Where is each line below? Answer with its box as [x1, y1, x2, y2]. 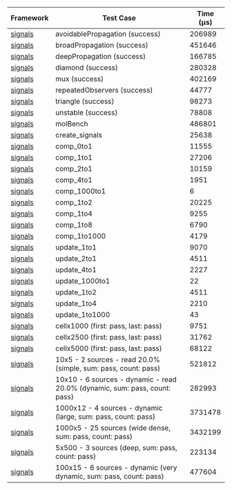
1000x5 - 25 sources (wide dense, [55, 423, 171, 433]
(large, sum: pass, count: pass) [55, 412, 155, 421]
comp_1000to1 [55, 187, 106, 196]
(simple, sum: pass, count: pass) [55, 364, 161, 373]
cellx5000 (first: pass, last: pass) [55, 343, 162, 353]
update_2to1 [55, 254, 97, 263]
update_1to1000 [55, 310, 110, 319]
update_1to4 [55, 299, 97, 308]
